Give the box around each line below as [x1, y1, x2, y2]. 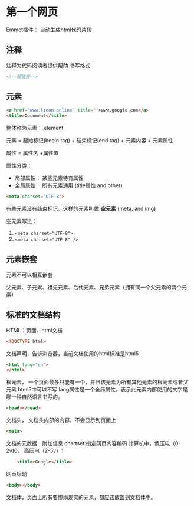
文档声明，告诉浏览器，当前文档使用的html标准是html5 [6, 350, 139, 357]
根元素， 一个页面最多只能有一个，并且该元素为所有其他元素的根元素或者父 [6, 378, 189, 386]
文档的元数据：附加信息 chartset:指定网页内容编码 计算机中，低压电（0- [6, 440, 181, 447]
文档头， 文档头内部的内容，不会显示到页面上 [6, 417, 116, 424]
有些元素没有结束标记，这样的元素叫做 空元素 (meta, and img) [6, 205, 156, 213]
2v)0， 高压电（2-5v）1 [6, 447, 64, 455]
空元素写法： [6, 218, 37, 225]
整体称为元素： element [6, 125, 64, 132]
